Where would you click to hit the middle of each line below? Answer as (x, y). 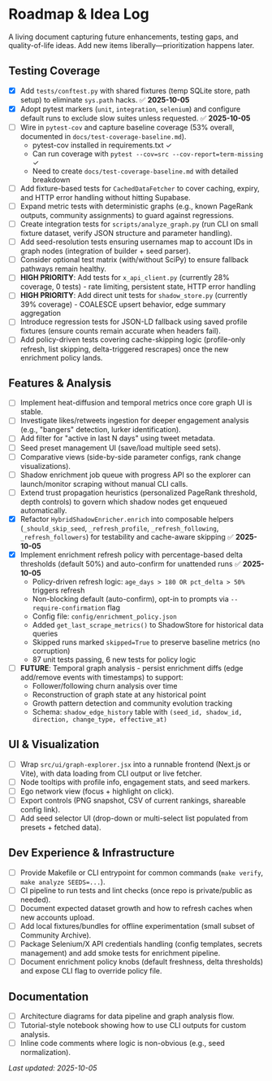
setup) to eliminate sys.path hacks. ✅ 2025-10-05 (105, 99)
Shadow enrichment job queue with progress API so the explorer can (136, 475)
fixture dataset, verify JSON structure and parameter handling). (126, 234)
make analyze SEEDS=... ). (63, 882)
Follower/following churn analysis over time (105, 685)
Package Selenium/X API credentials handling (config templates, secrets (141, 944)
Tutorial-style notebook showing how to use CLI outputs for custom (133, 1026)
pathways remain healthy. (63, 269)
